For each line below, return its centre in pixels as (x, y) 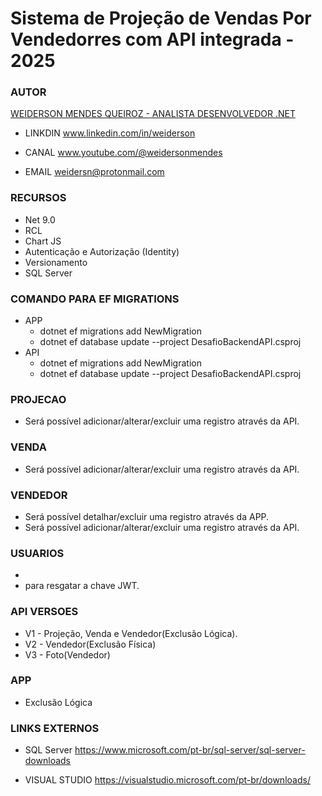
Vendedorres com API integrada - (152, 39)
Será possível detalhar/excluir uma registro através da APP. (147, 516)
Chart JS (43, 241)
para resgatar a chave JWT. (82, 586)
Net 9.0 (40, 219)
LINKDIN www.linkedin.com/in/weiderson (110, 133)
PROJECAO (38, 399)
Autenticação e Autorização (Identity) (102, 251)
